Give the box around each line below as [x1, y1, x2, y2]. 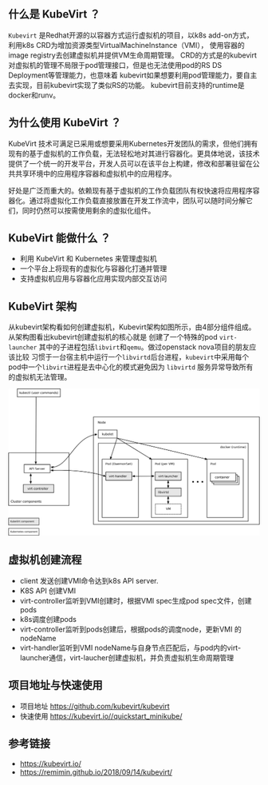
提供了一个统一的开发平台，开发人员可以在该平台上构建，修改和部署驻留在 [8, 158, 253, 168]
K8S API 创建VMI [19, 586, 77, 596]
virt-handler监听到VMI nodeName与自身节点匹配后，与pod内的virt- [19, 643, 242, 652]
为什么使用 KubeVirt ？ [8, 116, 121, 130]
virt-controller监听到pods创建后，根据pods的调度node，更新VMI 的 [19, 624, 242, 634]
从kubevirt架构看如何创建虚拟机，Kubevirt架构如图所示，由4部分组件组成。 [8, 322, 256, 332]
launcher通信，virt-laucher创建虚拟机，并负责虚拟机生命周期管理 [19, 652, 235, 662]
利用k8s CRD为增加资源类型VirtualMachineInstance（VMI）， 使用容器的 [8, 40, 245, 50]
